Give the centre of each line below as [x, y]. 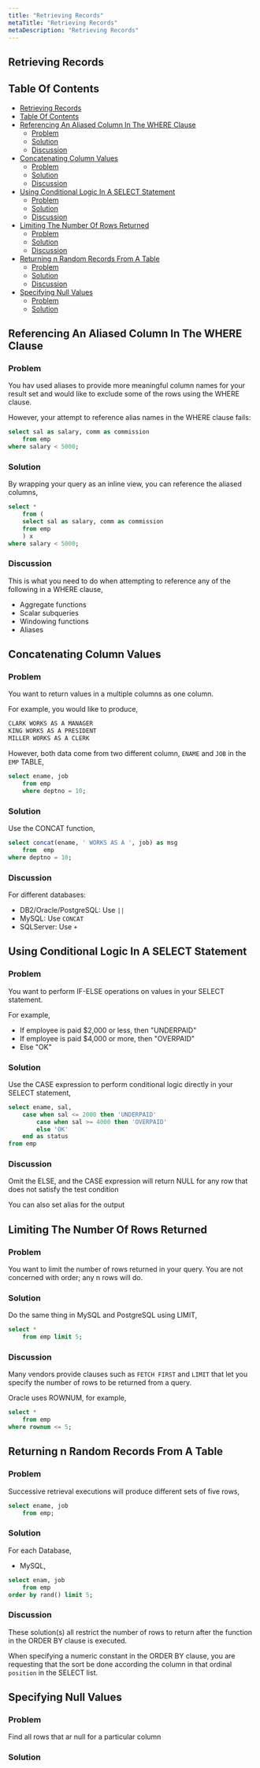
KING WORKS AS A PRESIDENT [52, 731]
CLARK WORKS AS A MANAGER [50, 724]
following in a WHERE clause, [56, 589]
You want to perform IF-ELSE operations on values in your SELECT [116, 991]
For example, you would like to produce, [73, 709]
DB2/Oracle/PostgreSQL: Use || [72, 910]
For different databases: [47, 895]
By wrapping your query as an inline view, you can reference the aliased [125, 484]
